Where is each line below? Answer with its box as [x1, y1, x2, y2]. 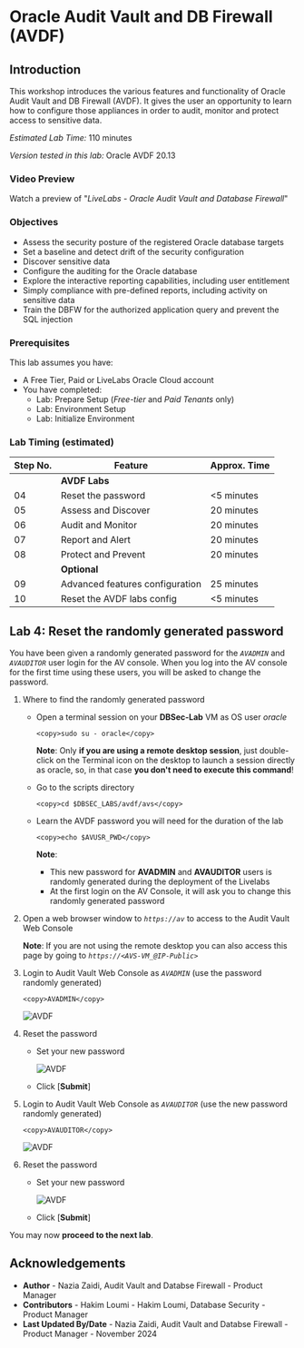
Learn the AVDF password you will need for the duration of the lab [35, 815, 284, 826]
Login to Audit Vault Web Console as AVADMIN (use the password [22, 968, 262, 978]
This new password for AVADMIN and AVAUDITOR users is [49, 867, 272, 877]
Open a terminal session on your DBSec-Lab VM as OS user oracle [35, 712, 288, 723]
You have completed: [22, 384, 103, 395]
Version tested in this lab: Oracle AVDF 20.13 [9, 150, 176, 161]
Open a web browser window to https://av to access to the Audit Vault [22, 913, 290, 923]
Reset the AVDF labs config [60, 593, 177, 605]
